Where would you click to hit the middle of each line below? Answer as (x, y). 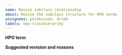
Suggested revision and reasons (39, 47)
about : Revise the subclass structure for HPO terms (61, 14)
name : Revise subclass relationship (43, 10)
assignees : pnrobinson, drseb (37, 19)
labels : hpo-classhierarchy (34, 24)
